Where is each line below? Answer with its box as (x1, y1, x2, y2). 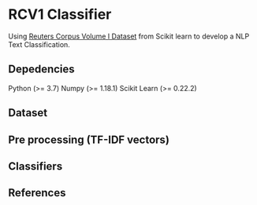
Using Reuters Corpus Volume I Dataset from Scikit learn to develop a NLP (8, 31, 250, 41)
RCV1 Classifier (8, 5, 112, 24)
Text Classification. (8, 39, 71, 49)
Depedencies (8, 63, 75, 76)
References (8, 186, 66, 200)
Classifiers (8, 159, 63, 173)
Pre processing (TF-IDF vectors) (8, 133, 169, 146)
